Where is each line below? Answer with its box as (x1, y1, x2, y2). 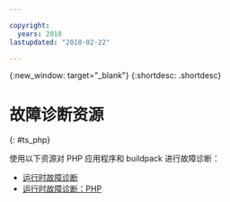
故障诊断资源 (9, 104, 105, 125)
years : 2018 (17, 29, 63, 39)
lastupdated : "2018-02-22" (9, 38, 111, 47)
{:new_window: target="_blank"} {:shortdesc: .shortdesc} (9, 70, 222, 81)
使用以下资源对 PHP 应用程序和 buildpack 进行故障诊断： (9, 154, 220, 164)
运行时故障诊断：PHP (22, 183, 102, 194)
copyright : (9, 21, 50, 30)
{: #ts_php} (9, 135, 51, 145)
